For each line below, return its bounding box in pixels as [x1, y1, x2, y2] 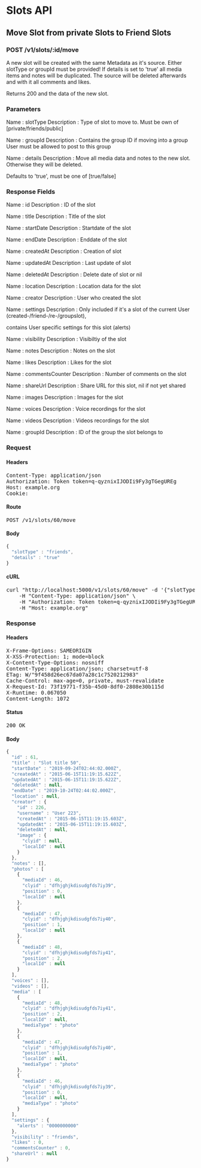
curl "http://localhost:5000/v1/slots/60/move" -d [6, 586, 158, 593]
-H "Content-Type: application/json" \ [19, 592, 136, 599]
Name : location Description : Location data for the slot [6, 283, 141, 290]
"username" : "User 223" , [17, 810, 82, 816]
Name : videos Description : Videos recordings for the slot [6, 417, 150, 424]
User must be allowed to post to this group [6, 143, 111, 150]
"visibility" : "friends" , [11, 1134, 79, 1140]
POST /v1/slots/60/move [6, 516, 76, 523]
